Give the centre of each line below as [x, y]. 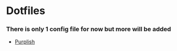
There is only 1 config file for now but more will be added [88, 29]
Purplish [25, 42]
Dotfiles [26, 11]
